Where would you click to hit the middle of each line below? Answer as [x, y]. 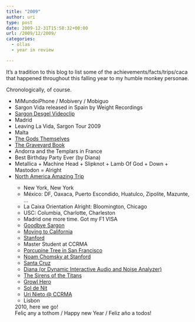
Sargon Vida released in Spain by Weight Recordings [79, 107]
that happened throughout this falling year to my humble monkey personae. [98, 78]
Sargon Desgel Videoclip [45, 113]
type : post [19, 22]
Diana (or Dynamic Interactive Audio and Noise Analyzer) [92, 269]
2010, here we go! [37, 307]
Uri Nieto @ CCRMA [48, 294]
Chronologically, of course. [39, 90]
